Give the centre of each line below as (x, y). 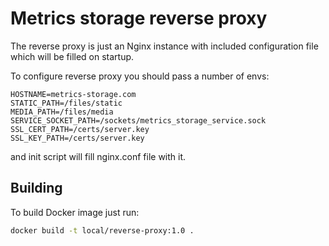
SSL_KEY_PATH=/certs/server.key (77, 138)
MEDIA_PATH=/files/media (62, 112)
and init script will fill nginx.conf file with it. (98, 156)
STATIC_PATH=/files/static (66, 103)
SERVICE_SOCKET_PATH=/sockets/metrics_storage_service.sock (138, 120)
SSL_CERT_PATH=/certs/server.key (80, 129)
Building (36, 188)
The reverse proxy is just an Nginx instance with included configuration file (164, 46)
